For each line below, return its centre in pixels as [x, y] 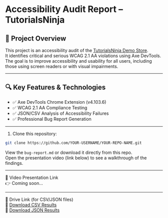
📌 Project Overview [36, 38]
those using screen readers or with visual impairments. [62, 66]
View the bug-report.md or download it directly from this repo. [69, 152]
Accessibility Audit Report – [64, 9]
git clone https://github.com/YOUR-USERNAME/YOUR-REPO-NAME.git [73, 143]
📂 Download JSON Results [32, 210]
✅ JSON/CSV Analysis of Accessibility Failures [60, 113]
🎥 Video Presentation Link [32, 177]
